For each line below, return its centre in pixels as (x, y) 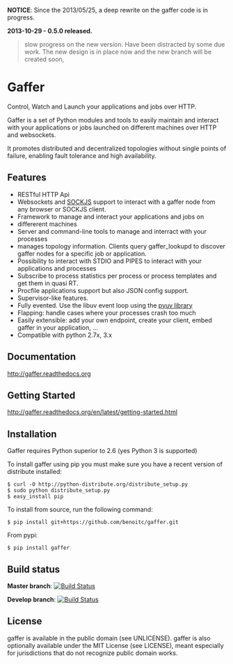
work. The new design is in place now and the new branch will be (118, 52)
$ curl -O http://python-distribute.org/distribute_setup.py (98, 484)
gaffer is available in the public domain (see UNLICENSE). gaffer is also (109, 638)
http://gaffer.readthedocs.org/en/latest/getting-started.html (93, 412)
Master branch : (30, 586)
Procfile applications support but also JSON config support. (103, 290)
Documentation (42, 357)
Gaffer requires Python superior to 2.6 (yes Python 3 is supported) (102, 451)
